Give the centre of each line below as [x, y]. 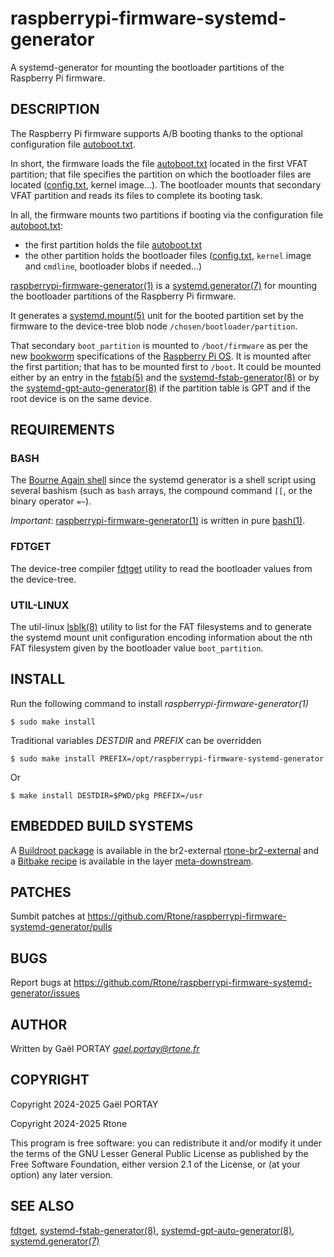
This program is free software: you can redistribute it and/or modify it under [166, 1143]
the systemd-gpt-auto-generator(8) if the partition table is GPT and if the [160, 388]
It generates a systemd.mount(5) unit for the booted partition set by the [157, 315]
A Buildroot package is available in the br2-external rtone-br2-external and [165, 850]
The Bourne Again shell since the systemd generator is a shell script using [163, 480]
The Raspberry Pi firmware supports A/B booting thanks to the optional [157, 133]
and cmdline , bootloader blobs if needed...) [113, 266]
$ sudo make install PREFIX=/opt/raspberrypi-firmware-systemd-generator [167, 758]
